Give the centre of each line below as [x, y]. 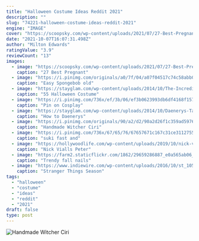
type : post [20, 216]
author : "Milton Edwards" [38, 45]
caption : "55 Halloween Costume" [58, 94]
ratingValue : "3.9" [30, 50]
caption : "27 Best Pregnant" [53, 72]
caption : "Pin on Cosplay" [50, 105]
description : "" [26, 17]
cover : [14, 34]
